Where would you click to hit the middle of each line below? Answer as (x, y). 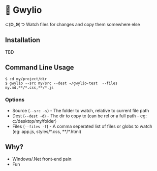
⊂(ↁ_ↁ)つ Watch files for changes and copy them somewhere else (73, 24)
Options (15, 100)
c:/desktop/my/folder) (34, 121)
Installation (23, 40)
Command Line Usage (40, 68)
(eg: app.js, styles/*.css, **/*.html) (47, 131)
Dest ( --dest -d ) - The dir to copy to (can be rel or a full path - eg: (79, 116)
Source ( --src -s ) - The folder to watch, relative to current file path (80, 110)
